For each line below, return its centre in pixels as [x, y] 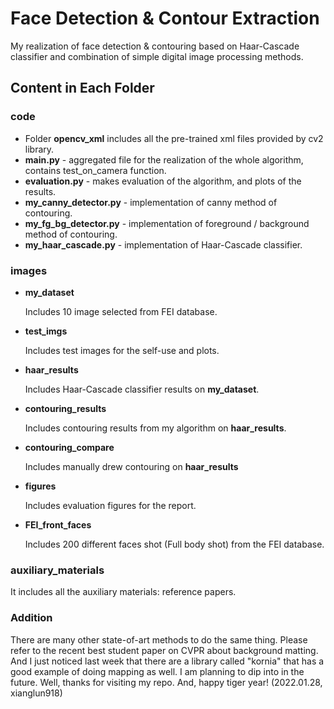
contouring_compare [69, 447]
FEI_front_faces [58, 524]
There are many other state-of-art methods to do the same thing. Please [159, 639]
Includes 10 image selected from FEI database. [121, 311]
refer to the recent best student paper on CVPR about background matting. [164, 650]
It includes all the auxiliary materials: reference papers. [123, 592]
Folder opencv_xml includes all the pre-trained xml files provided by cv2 [174, 138]
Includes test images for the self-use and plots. [122, 350]
